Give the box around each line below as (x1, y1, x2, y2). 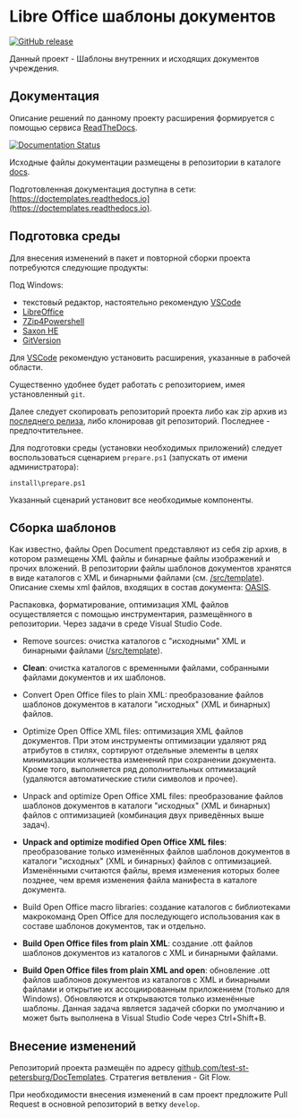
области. (9, 361, 43, 373)
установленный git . (9, 388, 86, 400)
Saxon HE (21, 325, 59, 336)
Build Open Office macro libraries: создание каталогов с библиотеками (21, 902, 291, 913)
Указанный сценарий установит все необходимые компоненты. (9, 494, 253, 505)
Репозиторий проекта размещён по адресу (9, 1062, 176, 1073)
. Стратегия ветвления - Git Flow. (105, 1072, 231, 1083)
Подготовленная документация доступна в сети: (9, 184, 197, 194)
